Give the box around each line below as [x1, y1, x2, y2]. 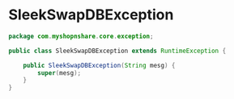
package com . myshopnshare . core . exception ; [8, 32, 154, 40]
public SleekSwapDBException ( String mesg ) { [23, 61, 176, 69]
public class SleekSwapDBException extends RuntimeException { [8, 47, 227, 55]
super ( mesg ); [37, 68, 82, 77]
